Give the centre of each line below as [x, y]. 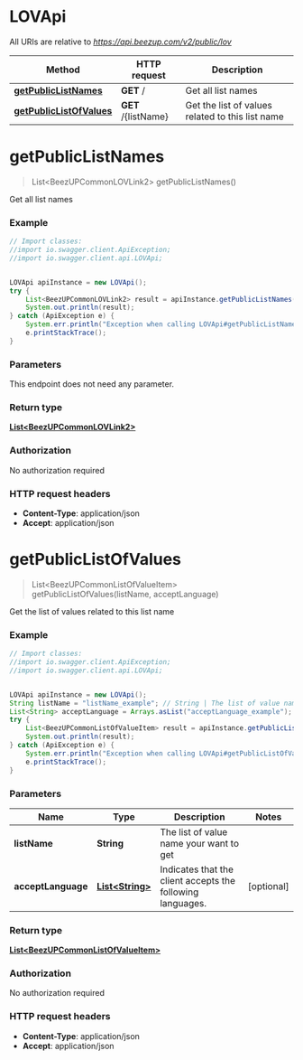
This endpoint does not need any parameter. [92, 384]
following [179, 892]
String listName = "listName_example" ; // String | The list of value [145, 703]
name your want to [200, 843]
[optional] [268, 886]
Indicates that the [197, 869]
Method [63, 70]
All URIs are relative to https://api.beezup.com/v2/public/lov [120, 42]
